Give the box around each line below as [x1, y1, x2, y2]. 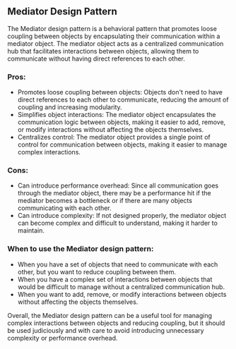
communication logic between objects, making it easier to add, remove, [17, 118, 226, 126]
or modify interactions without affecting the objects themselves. [17, 125, 204, 134]
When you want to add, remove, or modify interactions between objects [17, 290, 227, 298]
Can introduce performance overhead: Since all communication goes [17, 181, 219, 190]
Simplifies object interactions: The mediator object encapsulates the [17, 111, 216, 119]
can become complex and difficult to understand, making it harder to [17, 219, 218, 228]
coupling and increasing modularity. [17, 103, 122, 111]
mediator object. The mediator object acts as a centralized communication [7, 39, 224, 48]
